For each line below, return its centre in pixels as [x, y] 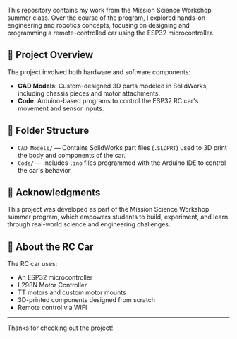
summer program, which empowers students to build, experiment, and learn [118, 217]
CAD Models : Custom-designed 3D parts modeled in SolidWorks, [113, 86]
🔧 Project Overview [50, 55]
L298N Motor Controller [52, 285]
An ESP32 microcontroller [55, 277]
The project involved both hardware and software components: [99, 72]
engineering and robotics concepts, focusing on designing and [99, 25]
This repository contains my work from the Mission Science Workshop [109, 10]
